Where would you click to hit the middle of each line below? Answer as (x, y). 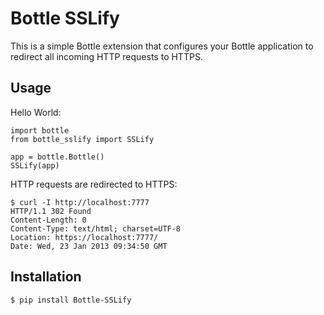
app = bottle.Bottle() (57, 157)
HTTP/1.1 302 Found (51, 211)
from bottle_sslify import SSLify (82, 139)
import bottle (40, 130)
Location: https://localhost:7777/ (84, 237)
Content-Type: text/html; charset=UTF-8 (96, 228)
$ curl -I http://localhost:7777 (80, 202)
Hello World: (36, 112)
